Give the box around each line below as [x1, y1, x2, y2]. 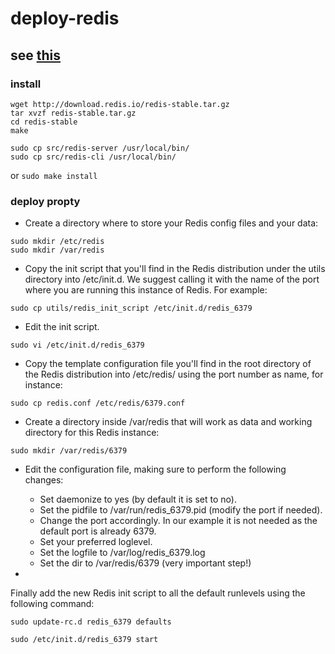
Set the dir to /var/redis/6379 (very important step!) [39, 557, 252, 569]
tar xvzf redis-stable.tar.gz [10, 108, 137, 118]
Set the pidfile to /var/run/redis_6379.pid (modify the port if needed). [39, 504, 323, 516]
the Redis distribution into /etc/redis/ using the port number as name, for [24, 368, 324, 381]
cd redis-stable [10, 117, 78, 127]
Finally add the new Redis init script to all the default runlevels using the [10, 587, 306, 599]
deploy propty [10, 194, 81, 208]
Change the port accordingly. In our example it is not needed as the [39, 515, 318, 527]
